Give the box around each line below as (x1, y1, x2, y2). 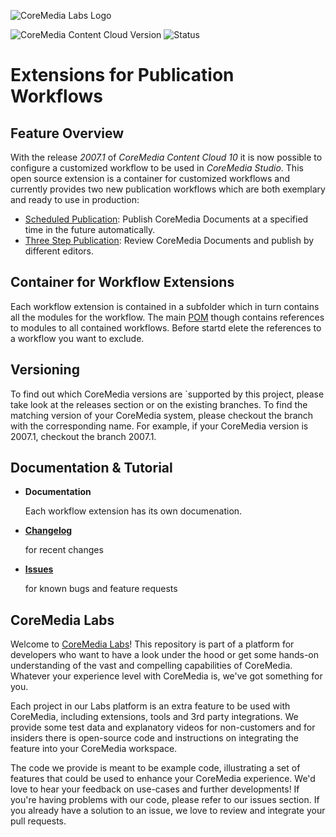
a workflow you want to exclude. (10, 332, 145, 344)
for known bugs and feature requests (24, 583, 178, 595)
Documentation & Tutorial (10, 460, 173, 477)
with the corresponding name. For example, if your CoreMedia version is (10, 420, 309, 432)
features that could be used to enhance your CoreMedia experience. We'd (10, 773, 316, 785)
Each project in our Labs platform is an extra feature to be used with (10, 700, 291, 712)
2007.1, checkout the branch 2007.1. (10, 430, 157, 442)
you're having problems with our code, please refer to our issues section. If (10, 794, 320, 806)
